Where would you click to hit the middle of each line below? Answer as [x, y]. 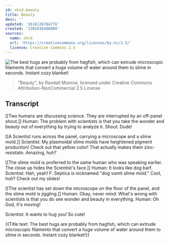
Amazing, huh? [41, 153]
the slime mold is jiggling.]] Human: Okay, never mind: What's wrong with [81, 194]
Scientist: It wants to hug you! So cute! [45, 214]
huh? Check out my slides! [33, 179]
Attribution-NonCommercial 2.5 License [59, 88]
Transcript [22, 104]
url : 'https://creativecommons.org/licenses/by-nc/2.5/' [71, 43]
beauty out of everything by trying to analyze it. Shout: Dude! [69, 127]
